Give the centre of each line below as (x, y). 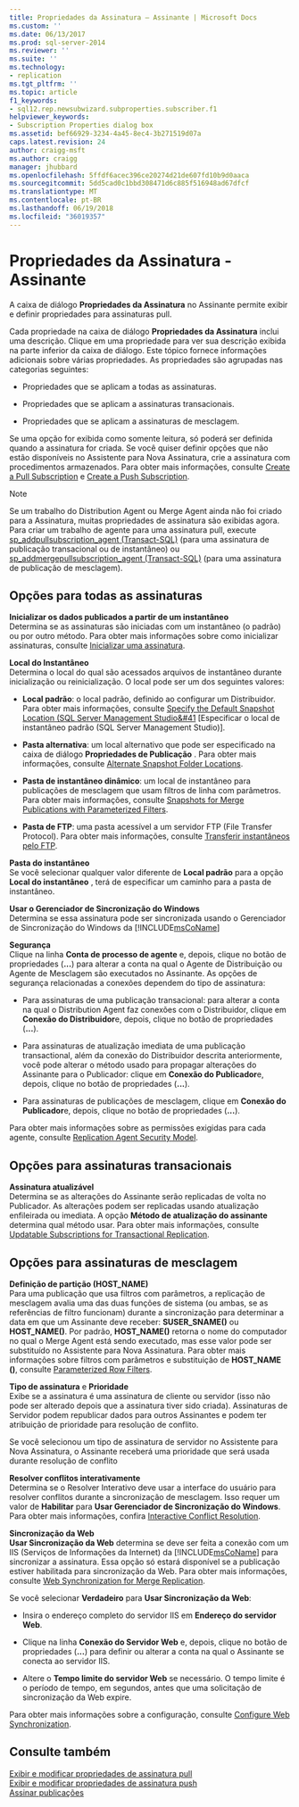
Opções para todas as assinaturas (106, 596)
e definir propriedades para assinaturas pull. (91, 314)
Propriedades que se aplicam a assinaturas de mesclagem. (131, 421)
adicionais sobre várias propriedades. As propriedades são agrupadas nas (146, 360)
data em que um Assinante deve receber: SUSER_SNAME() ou (124, 1322)
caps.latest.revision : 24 (57, 142)
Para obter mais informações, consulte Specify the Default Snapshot (148, 709)
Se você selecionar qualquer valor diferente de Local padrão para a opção (146, 873)
